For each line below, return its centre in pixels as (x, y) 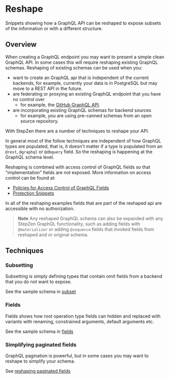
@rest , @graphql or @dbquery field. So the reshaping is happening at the (79, 152)
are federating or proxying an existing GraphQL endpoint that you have (87, 94)
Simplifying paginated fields (41, 344)
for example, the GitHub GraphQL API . (60, 105)
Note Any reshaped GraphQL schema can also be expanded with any (90, 218)
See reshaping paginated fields (38, 371)
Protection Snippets (33, 193)
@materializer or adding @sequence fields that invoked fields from (86, 229)
